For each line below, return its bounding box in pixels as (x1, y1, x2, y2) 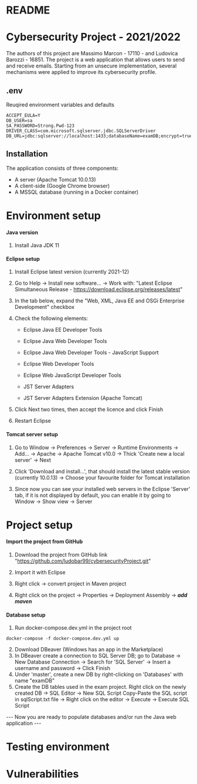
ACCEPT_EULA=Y (6, 112, 41, 118)
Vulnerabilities (6, 767, 79, 780)
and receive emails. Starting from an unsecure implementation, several (6, 62, 177, 69)
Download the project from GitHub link (14, 551, 108, 558)
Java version (6, 228, 38, 235)
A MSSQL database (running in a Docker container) (14, 189, 139, 196)
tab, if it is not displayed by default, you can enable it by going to (14, 492, 171, 499)
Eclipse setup (6, 255, 40, 262)
